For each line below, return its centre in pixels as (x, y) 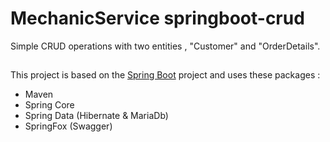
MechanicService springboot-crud (157, 18)
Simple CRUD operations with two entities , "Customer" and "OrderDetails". (165, 46)
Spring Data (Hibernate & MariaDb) (96, 116)
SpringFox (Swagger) (68, 126)
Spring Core (49, 105)
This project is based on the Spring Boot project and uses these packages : (165, 75)
